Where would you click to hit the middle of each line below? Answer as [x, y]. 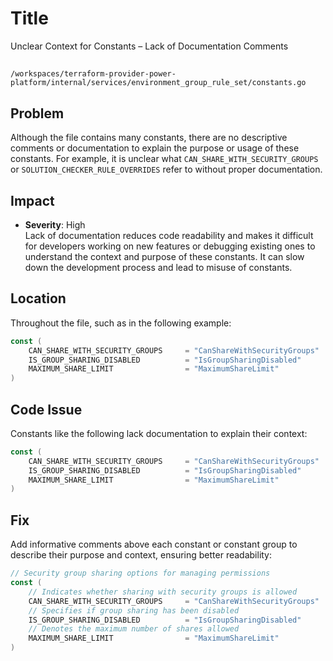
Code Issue [46, 409]
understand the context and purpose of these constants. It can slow [164, 256]
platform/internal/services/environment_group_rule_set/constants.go [158, 83]
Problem [37, 113]
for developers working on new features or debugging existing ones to [170, 246]
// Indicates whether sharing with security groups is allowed [163, 592]
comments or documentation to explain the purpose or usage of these [155, 148]
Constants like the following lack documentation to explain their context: [159, 433]
